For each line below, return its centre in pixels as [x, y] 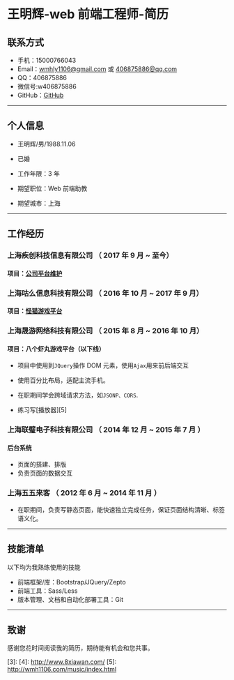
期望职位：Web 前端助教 [52, 188]
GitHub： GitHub [40, 95]
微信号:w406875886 [47, 86]
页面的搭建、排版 [42, 464]
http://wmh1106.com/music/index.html [62, 670]
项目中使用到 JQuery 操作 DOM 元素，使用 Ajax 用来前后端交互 [103, 365]
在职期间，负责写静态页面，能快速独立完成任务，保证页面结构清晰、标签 [121, 509]
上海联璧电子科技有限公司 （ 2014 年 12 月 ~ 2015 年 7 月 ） [106, 430]
